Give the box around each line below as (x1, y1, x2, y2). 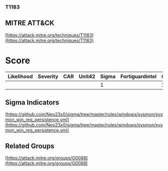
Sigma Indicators (5, 98, 59, 107)
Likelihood (7, 73, 33, 80)
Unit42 (78, 73, 95, 80)
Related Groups (5, 142, 54, 150)
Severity (37, 73, 58, 80)
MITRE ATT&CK (5, 19, 54, 27)
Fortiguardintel (120, 73, 156, 80)
